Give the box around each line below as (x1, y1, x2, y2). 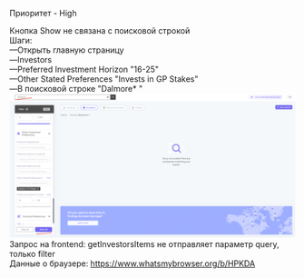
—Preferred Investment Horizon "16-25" (9, 64, 159, 74)
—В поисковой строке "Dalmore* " (9, 84, 143, 94)
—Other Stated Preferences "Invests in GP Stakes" (9, 74, 199, 84)
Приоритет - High (9, 8, 77, 18)
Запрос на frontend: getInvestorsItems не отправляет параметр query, (9, 238, 279, 249)
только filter (9, 248, 56, 259)
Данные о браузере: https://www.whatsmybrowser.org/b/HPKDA (9, 258, 256, 269)
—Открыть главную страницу (9, 45, 124, 55)
